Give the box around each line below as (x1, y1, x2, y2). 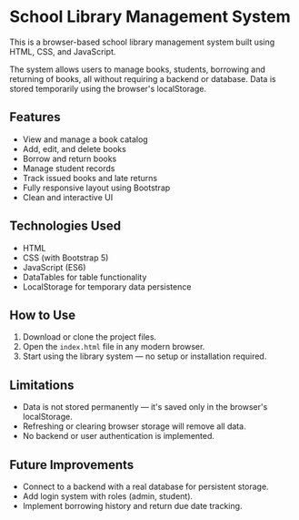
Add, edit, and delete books (22, 143, 127, 154)
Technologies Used (9, 219, 121, 234)
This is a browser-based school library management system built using (9, 36, 275, 47)
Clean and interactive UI (22, 191, 114, 202)
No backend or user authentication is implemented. (22, 431, 215, 442)
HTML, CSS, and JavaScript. (9, 46, 116, 56)
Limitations (9, 377, 75, 393)
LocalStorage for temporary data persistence (22, 280, 192, 292)
